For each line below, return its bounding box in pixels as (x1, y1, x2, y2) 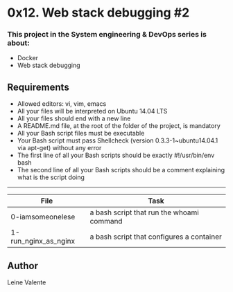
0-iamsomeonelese (10, 212, 76, 222)
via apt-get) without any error (17, 144, 102, 152)
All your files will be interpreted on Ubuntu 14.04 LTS (17, 107, 168, 116)
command (89, 217, 123, 226)
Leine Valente (7, 278, 46, 286)
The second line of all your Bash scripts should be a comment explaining (17, 166, 225, 174)
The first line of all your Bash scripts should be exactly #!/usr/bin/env (17, 151, 215, 160)
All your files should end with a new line (17, 114, 131, 122)
